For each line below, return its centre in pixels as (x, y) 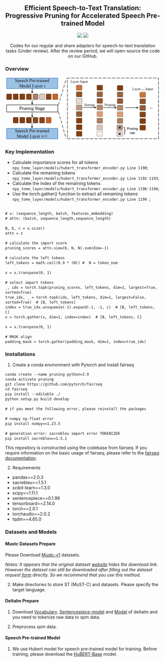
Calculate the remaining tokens (44, 173)
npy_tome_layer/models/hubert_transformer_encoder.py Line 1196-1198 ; (86, 189)
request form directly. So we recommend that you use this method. (73, 575)
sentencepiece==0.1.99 (36, 498)
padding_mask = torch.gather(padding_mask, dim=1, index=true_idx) (76, 342)
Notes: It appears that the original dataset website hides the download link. (82, 564)
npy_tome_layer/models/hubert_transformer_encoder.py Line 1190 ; (80, 168)
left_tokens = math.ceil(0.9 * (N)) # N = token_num (62, 263)
